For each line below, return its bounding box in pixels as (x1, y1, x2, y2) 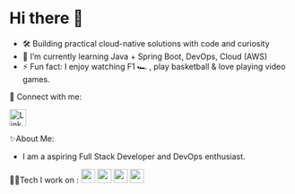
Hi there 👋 (9, 8, 83, 29)
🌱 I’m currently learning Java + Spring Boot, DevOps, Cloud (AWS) (22, 51, 268, 62)
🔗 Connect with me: (9, 91, 82, 102)
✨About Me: (9, 133, 55, 144)
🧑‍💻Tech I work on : (9, 174, 79, 185)
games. (22, 73, 51, 84)
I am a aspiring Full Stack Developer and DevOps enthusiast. (22, 151, 246, 162)
